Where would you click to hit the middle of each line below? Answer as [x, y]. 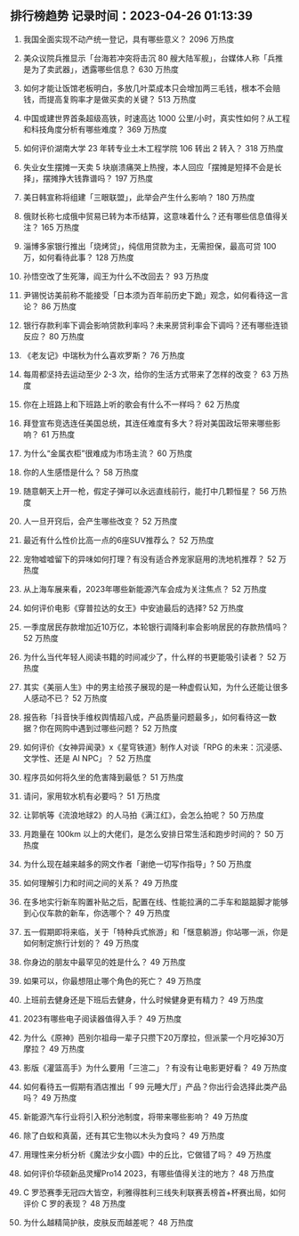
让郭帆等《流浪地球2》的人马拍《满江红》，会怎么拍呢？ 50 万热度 [144, 815]
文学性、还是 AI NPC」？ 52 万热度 [87, 758]
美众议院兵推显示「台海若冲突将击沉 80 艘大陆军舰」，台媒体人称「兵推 [153, 58]
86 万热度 [59, 306]
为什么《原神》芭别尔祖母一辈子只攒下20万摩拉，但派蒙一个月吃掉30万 [154, 1037]
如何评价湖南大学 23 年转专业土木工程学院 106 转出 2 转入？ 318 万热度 [153, 148]
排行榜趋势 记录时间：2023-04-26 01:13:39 [131, 16]
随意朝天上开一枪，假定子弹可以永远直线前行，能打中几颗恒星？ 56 [146, 491]
